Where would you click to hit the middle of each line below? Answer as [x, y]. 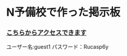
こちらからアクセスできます [46, 33]
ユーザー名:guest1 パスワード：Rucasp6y [57, 47]
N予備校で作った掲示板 [63, 12]
